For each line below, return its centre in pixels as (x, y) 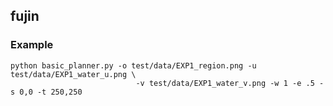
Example (32, 45)
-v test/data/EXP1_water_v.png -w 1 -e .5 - (230, 83)
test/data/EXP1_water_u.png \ (73, 74)
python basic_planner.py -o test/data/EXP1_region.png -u (133, 65)
